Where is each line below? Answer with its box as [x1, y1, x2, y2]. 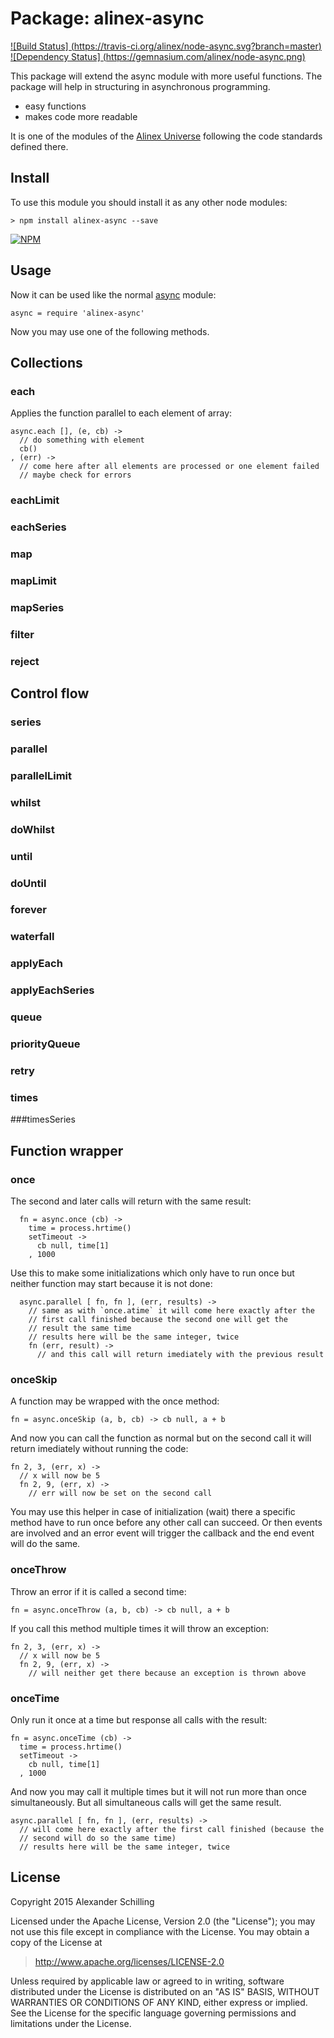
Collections [10, 354, 83, 371]
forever [10, 903, 47, 917]
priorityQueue [10, 1037, 81, 1051]
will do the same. [10, 1538, 81, 1550]
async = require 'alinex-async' [10, 308, 145, 318]
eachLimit [10, 493, 60, 507]
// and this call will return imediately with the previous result [36, 1349, 325, 1359]
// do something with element [19, 435, 145, 446]
